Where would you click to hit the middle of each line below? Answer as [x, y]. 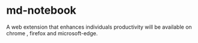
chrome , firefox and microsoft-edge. [52, 33]
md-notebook [41, 10]
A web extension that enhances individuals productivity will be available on [99, 27]
